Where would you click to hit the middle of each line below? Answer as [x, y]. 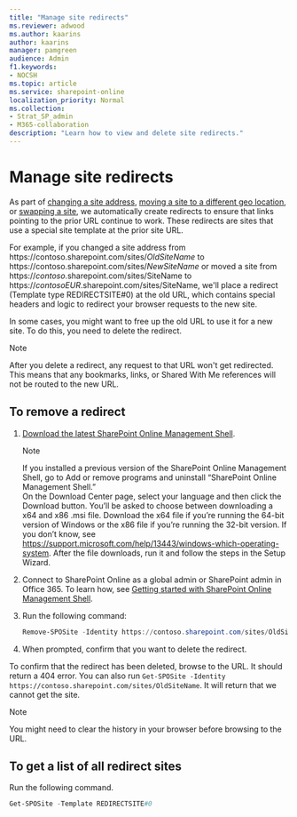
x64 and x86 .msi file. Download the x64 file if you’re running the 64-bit [153, 515]
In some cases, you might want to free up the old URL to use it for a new [141, 321]
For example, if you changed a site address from [98, 247]
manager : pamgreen [43, 51]
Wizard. [36, 562]
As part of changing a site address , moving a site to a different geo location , [148, 202]
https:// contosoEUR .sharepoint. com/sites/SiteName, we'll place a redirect [144, 284]
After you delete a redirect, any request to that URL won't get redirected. [141, 364]
